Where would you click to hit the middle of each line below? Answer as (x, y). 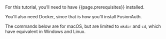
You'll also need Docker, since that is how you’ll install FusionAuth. (73, 17)
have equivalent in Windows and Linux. (45, 31)
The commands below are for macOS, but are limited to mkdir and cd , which (83, 26)
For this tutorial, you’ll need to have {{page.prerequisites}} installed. (75, 7)
